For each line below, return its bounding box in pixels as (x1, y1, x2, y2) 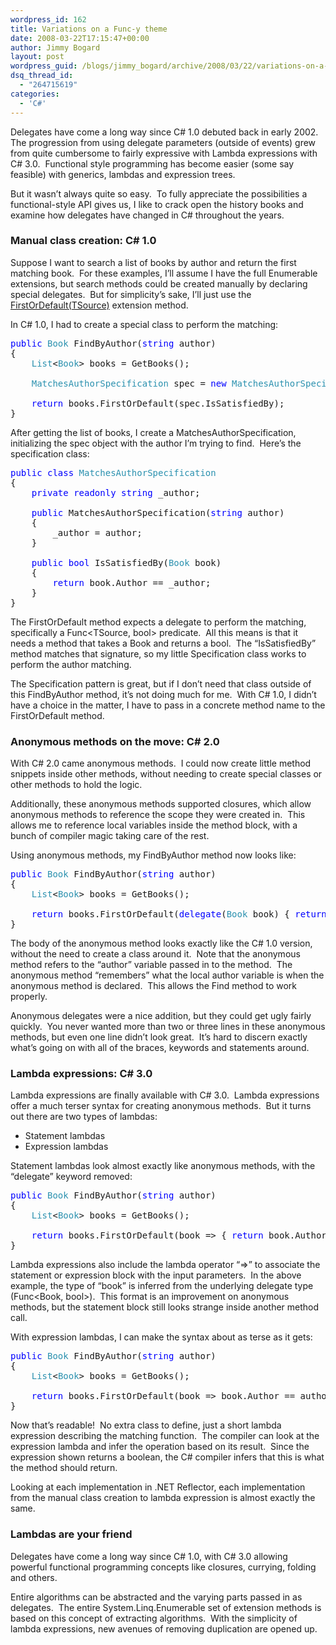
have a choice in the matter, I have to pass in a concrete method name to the (10, 699, 326, 711)
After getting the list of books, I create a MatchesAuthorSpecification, (10, 426, 297, 438)
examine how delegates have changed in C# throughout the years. (10, 209, 285, 221)
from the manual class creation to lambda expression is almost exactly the (10, 1492, 316, 1504)
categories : (10, 89, 60, 99)
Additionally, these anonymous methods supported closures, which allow (10, 798, 312, 810)
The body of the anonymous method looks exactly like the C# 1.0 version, (10, 937, 313, 950)
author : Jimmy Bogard (10, 42, 101, 53)
